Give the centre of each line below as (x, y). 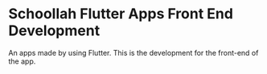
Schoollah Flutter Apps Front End (121, 14)
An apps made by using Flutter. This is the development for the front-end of (133, 53)
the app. (22, 61)
